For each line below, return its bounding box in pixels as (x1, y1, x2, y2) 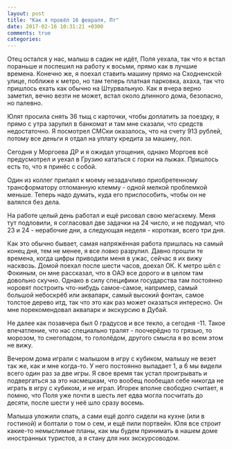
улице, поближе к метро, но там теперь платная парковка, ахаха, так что (7, 77, 225, 85)
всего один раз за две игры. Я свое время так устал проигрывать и (7, 369, 208, 378)
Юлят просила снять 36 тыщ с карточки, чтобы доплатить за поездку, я (7, 112, 220, 121)
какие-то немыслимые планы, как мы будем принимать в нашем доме (7, 427, 218, 435)
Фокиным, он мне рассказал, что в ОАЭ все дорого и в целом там (7, 269, 204, 277)
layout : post (7, 10, 45, 17)
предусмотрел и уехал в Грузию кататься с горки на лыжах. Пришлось (7, 155, 219, 163)
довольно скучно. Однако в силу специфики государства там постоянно (7, 276, 223, 284)
